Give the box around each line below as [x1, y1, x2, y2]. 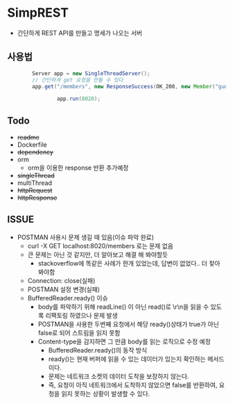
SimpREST [7, 5, 69, 21]
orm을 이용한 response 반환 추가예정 [27, 163, 129, 172]
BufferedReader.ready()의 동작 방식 [48, 346, 148, 354]
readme [17, 134, 40, 142]
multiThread [17, 179, 52, 187]
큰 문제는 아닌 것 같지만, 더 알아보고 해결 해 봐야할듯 [27, 250, 169, 259]
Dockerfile [17, 140, 47, 149]
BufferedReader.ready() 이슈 [27, 293, 109, 302]
